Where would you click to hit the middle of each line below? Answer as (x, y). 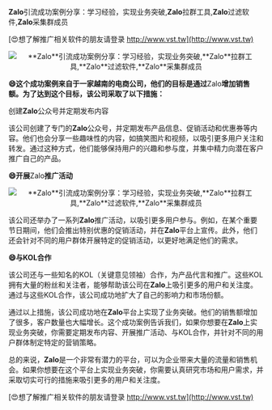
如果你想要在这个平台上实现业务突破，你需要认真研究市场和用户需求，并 (143, 370)
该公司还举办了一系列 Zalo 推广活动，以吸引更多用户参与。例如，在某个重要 (133, 220)
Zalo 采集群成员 (43, 22)
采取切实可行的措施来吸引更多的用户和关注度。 (86, 380)
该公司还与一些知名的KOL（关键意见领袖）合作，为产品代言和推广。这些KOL (136, 275)
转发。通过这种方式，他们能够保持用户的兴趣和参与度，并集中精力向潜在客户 (136, 148)
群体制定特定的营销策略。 (58, 342)
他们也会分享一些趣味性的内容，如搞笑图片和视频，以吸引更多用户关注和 (143, 138)
